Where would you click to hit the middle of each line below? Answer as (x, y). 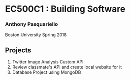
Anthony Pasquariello (32, 24)
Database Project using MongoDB (47, 72)
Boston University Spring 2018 (36, 35)
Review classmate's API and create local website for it (67, 67)
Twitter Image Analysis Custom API (48, 62)
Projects (18, 50)
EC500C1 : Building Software (65, 9)
